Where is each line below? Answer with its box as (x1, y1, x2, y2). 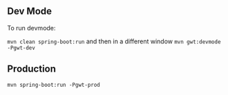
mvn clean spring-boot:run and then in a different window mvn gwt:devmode (7, 37, 221, 45)
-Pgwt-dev (7, 44, 36, 51)
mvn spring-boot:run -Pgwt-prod (7, 81, 100, 88)
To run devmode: (7, 23, 56, 32)
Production (7, 63, 57, 75)
